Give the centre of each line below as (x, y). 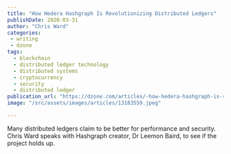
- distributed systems (46, 71)
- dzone (21, 45)
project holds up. (31, 143)
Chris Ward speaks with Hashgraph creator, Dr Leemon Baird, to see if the (112, 135)
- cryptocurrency (38, 77)
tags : (15, 52)
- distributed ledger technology (61, 65)
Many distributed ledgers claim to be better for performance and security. (112, 129)
